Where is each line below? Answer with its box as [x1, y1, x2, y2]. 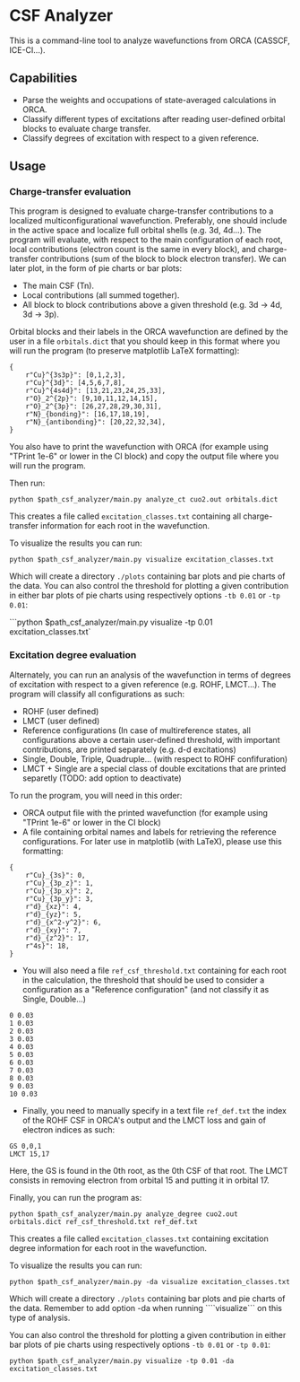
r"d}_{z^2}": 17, [25, 933, 90, 942]
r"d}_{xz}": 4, [25, 902, 82, 911]
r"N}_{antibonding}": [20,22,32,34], [25, 418, 167, 427]
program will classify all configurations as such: [9, 688, 185, 699]
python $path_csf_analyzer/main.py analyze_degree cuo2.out [9, 1209, 239, 1219]
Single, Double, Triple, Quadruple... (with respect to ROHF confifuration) [21, 753, 288, 764]
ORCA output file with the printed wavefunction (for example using [21, 807, 269, 818]
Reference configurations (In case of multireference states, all [21, 724, 251, 736]
